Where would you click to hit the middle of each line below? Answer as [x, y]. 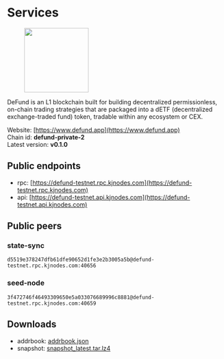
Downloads [32, 324]
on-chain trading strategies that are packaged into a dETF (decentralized [110, 109]
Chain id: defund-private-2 [46, 137]
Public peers [35, 226]
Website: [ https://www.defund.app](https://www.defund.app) [94, 130]
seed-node [26, 283]
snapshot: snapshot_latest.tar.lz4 [64, 348]
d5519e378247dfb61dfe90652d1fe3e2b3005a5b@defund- [81, 260]
